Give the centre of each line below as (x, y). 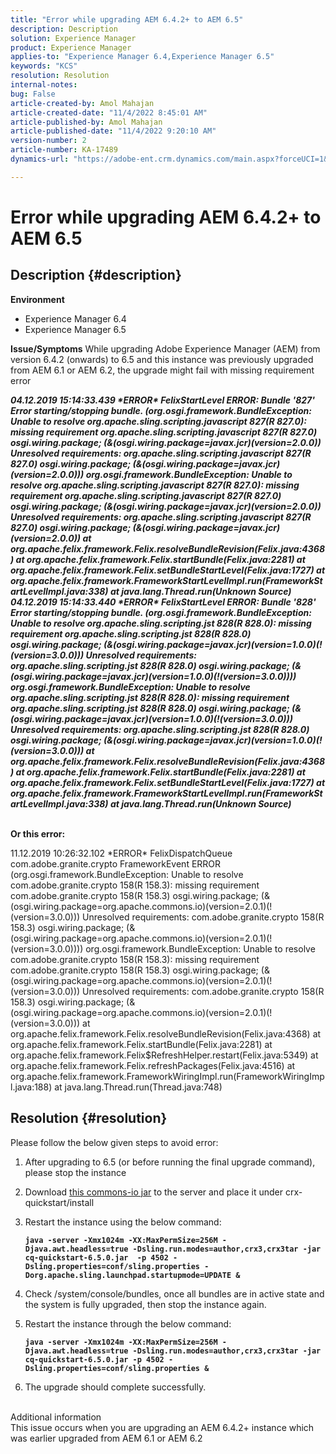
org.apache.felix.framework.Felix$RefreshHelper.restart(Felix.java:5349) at (164, 1055)
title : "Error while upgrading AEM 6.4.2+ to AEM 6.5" (127, 19)
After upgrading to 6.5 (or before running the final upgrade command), (170, 1162)
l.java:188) (31, 1087)
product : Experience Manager (71, 47)
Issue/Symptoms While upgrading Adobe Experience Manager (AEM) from (165, 348)
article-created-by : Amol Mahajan (82, 103)
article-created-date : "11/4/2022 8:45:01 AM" (109, 112)
